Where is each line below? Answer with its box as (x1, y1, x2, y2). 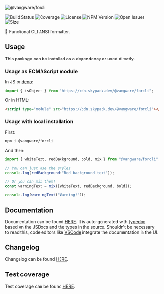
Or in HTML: (5, 97, 30, 103)
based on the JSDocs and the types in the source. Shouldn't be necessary (5, 224, 155, 230)
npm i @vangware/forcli (5, 139, 54, 144)
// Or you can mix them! (5, 179, 56, 184)
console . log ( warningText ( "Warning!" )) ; (5, 193, 86, 197)
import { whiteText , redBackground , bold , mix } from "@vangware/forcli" (5, 157, 159, 162)
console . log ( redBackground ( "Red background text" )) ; (5, 170, 115, 175)
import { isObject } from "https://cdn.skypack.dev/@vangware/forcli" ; (5, 88, 154, 94)
